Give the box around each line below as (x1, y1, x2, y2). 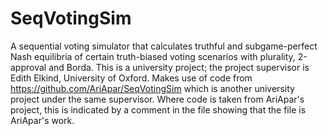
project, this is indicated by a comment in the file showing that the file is (10, 103, 307, 116)
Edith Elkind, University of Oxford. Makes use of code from (10, 72, 253, 84)
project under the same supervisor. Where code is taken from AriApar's (10, 93, 305, 105)
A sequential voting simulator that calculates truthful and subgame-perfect (10, 40, 318, 52)
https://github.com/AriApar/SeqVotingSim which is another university (10, 82, 295, 94)
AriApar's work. (10, 114, 75, 126)
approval (10, 61, 47, 73)
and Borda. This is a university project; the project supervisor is (48, 61, 310, 73)
